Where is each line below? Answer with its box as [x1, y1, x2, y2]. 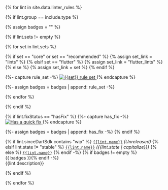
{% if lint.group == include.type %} [5, 14, 79, 20]
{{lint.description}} [5, 160, 44, 166]
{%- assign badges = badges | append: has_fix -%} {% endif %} [5, 129, 141, 135]
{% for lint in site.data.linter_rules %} [5, 5, 82, 10]
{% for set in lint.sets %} [5, 44, 57, 50]
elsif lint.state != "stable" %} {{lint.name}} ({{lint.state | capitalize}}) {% [5, 144, 157, 150]
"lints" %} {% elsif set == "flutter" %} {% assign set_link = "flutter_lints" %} [5, 59, 163, 65]
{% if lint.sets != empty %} [5, 34, 61, 40]
